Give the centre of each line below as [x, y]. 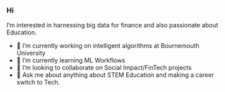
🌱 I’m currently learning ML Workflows [71, 60]
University [31, 53]
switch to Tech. [38, 82]
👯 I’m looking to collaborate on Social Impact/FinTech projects [104, 68]
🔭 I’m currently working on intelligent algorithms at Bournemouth [108, 46]
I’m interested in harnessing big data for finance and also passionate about [112, 25]
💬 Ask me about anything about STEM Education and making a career [115, 75]
